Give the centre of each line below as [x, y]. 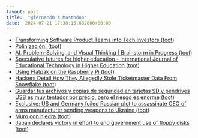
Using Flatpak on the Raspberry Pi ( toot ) [65, 72]
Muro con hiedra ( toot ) [43, 116]
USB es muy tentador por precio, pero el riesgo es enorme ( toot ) [95, 97]
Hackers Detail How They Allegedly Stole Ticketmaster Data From [96, 78]
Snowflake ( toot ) [35, 85]
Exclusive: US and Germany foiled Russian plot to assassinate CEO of [100, 104]
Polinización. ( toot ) [38, 46]
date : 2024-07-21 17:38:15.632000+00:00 [59, 23]
